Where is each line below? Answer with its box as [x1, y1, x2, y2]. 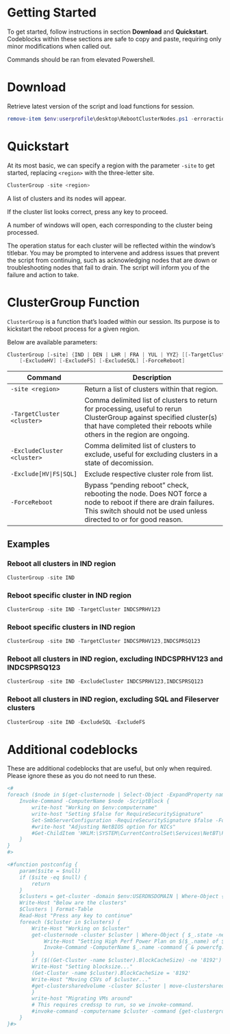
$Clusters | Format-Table [19, 906, 94, 913]
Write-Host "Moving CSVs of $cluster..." [31, 976, 152, 983]
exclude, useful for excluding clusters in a [84, 449, 218, 459]
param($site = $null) [19, 867, 81, 874]
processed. [7, 228, 39, 236]
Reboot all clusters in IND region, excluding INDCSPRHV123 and [7, 654, 223, 663]
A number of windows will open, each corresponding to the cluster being [7, 221, 213, 229]
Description [132, 373, 172, 382]
